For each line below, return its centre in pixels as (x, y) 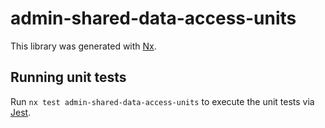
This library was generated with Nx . (83, 46)
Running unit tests (68, 77)
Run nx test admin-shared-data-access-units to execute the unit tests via (162, 101)
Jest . (21, 112)
